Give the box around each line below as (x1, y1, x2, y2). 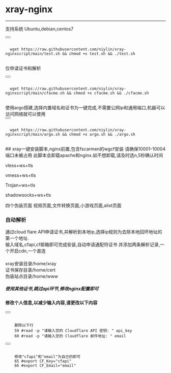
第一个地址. (5, 235, 30, 241)
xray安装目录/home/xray (5, 260, 57, 266)
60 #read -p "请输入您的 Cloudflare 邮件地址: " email (14, 334, 126, 339)
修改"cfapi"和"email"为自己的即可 (14, 354, 80, 359)
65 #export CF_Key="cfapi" (14, 359, 72, 364)
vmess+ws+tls (5, 172, 36, 178)
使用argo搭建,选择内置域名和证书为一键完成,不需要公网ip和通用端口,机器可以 (5, 104, 165, 110)
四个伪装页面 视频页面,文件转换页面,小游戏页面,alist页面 (5, 202, 122, 208)
